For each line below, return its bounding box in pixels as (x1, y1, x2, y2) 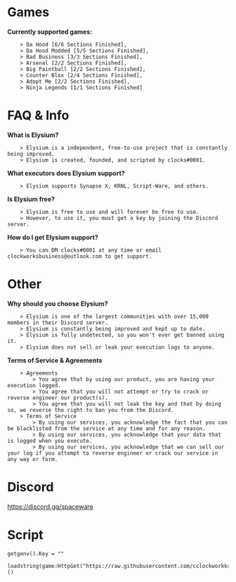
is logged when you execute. (7, 437, 93, 444)
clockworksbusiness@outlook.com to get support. (7, 252, 152, 260)
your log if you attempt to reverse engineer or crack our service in (7, 449, 218, 457)
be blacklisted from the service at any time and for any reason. (7, 425, 206, 432)
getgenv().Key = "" (7, 550, 65, 557)
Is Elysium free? (7, 195, 55, 203)
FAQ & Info (7, 108, 70, 124)
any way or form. (7, 455, 58, 463)
